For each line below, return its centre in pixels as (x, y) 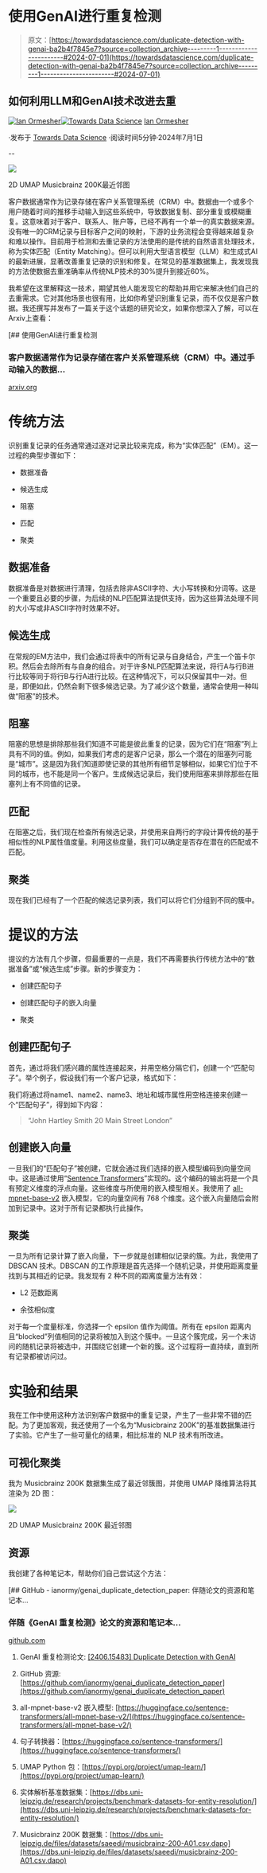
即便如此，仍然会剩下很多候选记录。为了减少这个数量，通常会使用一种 (137, 686)
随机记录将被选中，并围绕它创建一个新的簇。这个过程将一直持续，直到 (137, 1347)
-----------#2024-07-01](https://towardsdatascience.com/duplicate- (141, 57)
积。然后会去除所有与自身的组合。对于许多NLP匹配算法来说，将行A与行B (128, 666)
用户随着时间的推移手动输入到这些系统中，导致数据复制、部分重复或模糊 (126, 211)
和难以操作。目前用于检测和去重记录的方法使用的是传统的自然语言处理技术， (133, 241)
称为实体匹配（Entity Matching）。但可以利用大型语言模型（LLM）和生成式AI (133, 251)
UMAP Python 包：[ (52, 1767)
